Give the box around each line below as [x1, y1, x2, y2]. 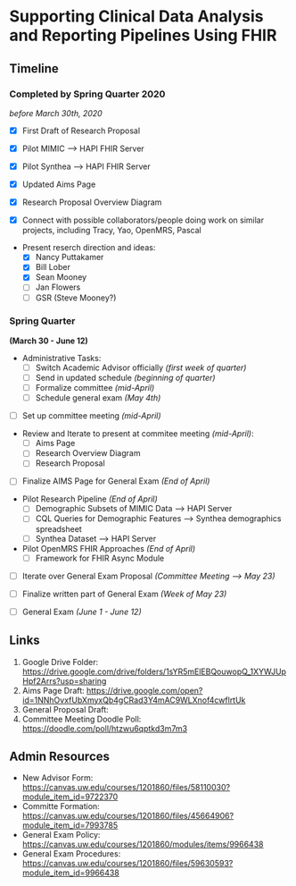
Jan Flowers [35, 282, 81, 292]
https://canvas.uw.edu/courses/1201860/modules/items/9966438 [21, 839, 264, 850]
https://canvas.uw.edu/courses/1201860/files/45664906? [21, 811, 234, 822]
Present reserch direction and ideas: [21, 242, 156, 253]
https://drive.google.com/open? [86, 685, 203, 696]
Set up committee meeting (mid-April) [21, 410, 162, 421]
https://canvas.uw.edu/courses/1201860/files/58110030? [21, 782, 230, 793]
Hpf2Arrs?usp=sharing [21, 675, 107, 686]
